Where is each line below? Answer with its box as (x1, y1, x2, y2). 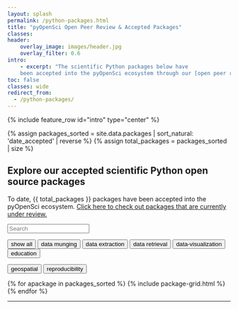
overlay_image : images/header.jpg (20, 43, 122, 50)
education (11, 249, 37, 257)
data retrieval (133, 240, 168, 248)
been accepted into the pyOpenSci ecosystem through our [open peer (20, 69, 227, 77)
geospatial (11, 265, 38, 273)
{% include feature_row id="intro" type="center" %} (7, 116, 160, 124)
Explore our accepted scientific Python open (7, 164, 208, 177)
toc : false (7, 76, 40, 84)
